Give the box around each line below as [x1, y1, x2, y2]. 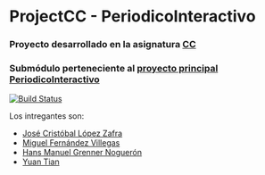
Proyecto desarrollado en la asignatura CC [9, 38, 196, 51]
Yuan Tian [21, 156, 60, 167]
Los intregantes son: [9, 111, 85, 121]
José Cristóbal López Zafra [21, 128, 123, 139]
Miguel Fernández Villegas [21, 137, 120, 148]
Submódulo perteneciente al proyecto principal [9, 62, 219, 75]
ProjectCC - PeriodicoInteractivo [9, 6, 256, 27]
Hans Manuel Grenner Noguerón [21, 147, 143, 158]
